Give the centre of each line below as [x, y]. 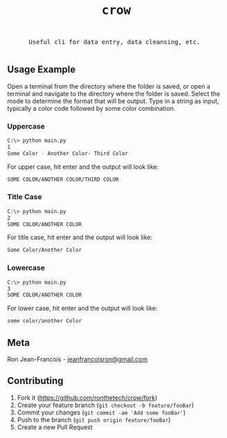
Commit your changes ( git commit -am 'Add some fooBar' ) [101, 412]
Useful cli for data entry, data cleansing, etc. [115, 42]
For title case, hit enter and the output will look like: [80, 237]
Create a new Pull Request [55, 427]
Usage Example [42, 70]
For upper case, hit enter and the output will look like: [83, 167]
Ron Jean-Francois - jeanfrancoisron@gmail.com [78, 359]
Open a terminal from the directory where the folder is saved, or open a [109, 86]
